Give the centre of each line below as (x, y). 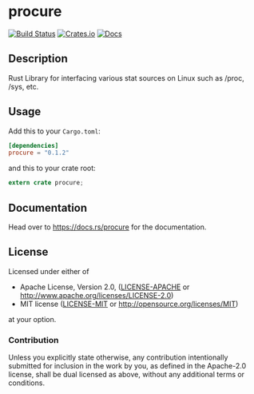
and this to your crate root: (52, 168)
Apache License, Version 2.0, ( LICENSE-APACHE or (105, 287)
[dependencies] (34, 145)
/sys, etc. (24, 86)
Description (38, 59)
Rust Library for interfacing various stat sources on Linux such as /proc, (127, 78)
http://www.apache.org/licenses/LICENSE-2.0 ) (97, 295)
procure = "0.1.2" (39, 153)
